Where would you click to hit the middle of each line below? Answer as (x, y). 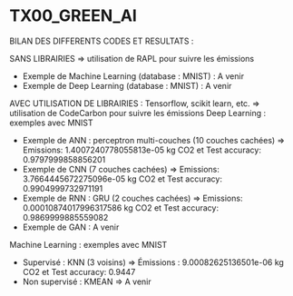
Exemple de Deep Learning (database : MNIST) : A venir (127, 85)
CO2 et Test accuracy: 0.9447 (79, 271)
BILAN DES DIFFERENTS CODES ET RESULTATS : (102, 41)
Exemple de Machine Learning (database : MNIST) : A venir (133, 76)
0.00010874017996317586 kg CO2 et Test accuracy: (121, 207)
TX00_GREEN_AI (73, 16)
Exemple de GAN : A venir (71, 227)
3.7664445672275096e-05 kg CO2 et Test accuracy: (122, 179)
